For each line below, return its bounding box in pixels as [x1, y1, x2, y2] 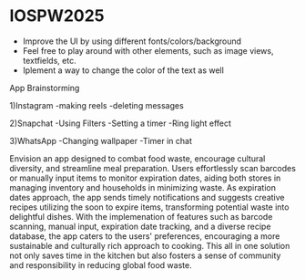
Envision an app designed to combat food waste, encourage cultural [9, 152, 266, 164]
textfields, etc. [22, 55, 76, 66]
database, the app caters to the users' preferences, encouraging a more [9, 230, 280, 242]
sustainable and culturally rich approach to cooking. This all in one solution [9, 240, 290, 251]
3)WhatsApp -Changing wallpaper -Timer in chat [9, 135, 193, 146]
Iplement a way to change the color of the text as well [22, 65, 225, 76]
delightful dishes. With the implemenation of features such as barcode [9, 211, 273, 222]
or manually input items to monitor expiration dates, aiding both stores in [9, 172, 281, 183]
